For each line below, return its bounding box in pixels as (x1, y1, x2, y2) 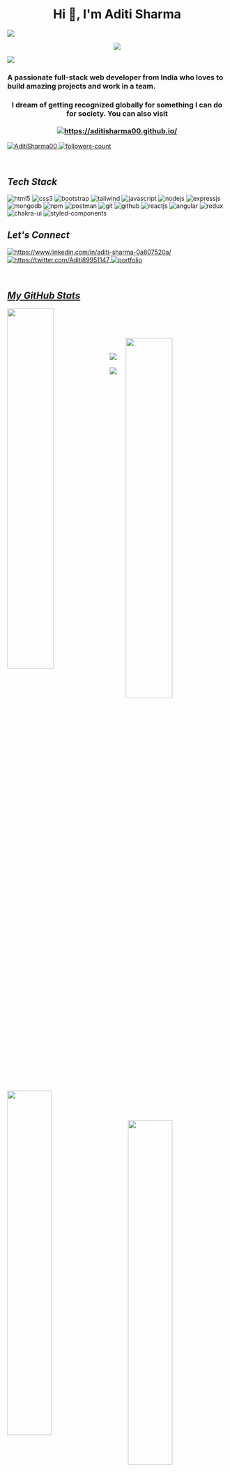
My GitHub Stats (7, 290, 81, 301)
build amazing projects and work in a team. (7, 81, 156, 91)
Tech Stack (7, 176, 58, 188)
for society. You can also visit (66, 108, 169, 118)
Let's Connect (7, 230, 70, 241)
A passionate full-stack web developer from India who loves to (7, 73, 224, 82)
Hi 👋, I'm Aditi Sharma (53, 6, 181, 22)
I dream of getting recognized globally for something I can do (11, 100, 223, 110)
